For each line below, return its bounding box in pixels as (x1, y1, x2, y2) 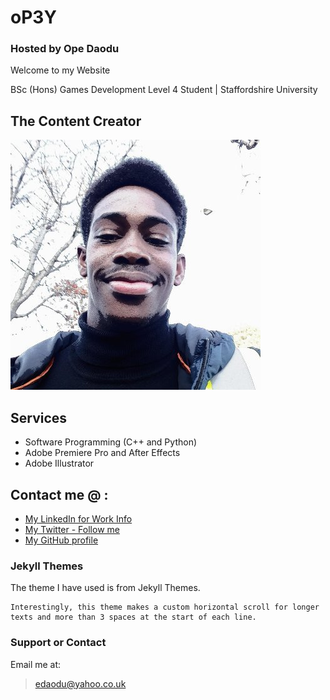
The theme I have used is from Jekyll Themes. (10, 582, 201, 594)
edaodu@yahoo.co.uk (34, 677, 127, 690)
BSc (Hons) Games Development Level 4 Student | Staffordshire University (10, 84, 318, 96)
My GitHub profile (24, 534, 99, 546)
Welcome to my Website (10, 64, 111, 76)
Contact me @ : (10, 486, 109, 503)
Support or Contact (10, 636, 107, 650)
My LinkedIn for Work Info (24, 512, 133, 525)
